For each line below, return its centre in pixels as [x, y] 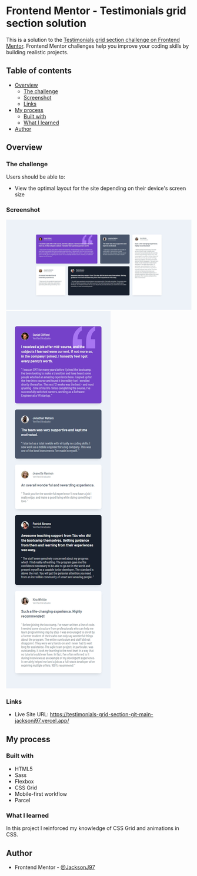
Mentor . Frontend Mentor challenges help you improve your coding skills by [98, 46]
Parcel [22, 800]
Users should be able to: [36, 177]
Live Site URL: [31, 714]
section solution [46, 23]
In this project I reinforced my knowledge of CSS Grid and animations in [93, 828]
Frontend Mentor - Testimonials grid [96, 11]
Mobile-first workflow [41, 793]
